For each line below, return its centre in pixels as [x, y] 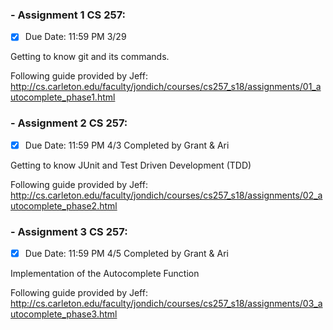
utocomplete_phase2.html [64, 205]
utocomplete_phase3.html [64, 314]
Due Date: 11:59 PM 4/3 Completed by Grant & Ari [127, 145]
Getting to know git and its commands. [90, 57]
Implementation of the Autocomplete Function [105, 274]
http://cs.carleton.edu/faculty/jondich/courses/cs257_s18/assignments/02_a [166, 195]
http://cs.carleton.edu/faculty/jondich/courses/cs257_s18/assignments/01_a [166, 87]
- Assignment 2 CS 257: [69, 123]
